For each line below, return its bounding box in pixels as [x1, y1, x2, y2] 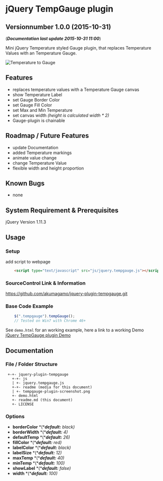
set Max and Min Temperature [12, 107, 73, 113]
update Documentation [12, 144, 59, 150]
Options [5, 413, 25, 420]
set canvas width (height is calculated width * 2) [12, 112, 109, 118]
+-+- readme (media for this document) [12, 385, 92, 390]
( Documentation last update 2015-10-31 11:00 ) [5, 35, 101, 41]
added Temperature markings [12, 150, 72, 155]
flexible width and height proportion [12, 165, 84, 171]
